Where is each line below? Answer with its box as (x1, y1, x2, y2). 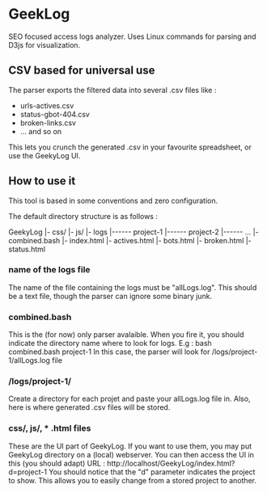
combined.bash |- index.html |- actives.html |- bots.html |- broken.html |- (8, 235, 252, 245)
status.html (8, 244, 46, 254)
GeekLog (8, 5, 70, 23)
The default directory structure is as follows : (8, 211, 158, 221)
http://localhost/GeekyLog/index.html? (106, 458, 235, 468)
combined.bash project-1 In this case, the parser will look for (8, 347, 210, 356)
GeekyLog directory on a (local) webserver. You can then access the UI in (8, 449, 255, 459)
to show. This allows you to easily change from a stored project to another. (8, 475, 257, 485)
